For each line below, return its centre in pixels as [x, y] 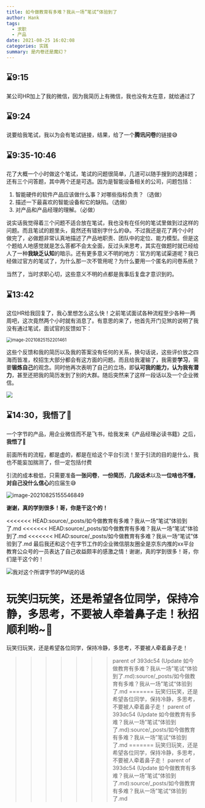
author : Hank [23, 18]
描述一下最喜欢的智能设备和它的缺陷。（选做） [73, 202]
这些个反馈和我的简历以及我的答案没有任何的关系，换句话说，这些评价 [95, 352]
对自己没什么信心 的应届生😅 [41, 483]
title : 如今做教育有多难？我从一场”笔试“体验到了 [62, 12]
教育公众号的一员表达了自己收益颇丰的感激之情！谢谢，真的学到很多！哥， [100, 551]
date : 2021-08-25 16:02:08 [41, 40]
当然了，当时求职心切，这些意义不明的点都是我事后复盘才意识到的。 [92, 274]
